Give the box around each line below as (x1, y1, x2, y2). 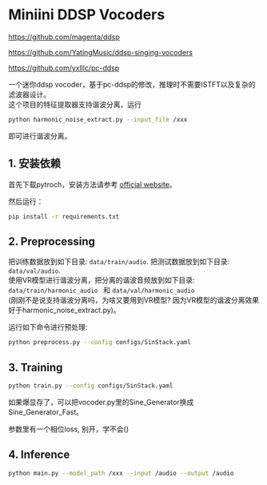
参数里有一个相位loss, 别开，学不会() (8, 424, 130, 434)
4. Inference (8, 448, 70, 462)
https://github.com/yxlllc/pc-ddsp (8, 62, 120, 73)
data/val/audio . (8, 266, 62, 275)
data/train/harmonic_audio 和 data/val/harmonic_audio (8, 286, 195, 295)
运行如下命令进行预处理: (8, 323, 88, 332)
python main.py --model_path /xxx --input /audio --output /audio (8, 469, 234, 477)
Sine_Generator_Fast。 (8, 407, 84, 417)
